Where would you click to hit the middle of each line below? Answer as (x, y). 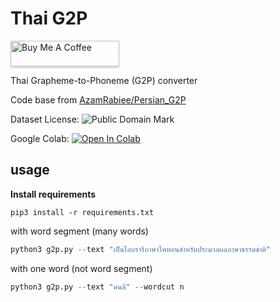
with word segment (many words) (79, 231)
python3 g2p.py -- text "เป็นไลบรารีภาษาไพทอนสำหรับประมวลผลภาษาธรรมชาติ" (140, 249)
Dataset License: (45, 119)
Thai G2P (49, 18)
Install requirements (53, 194)
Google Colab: (40, 138)
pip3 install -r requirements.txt (82, 212)
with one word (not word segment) (81, 268)
